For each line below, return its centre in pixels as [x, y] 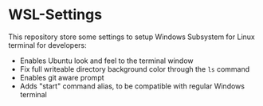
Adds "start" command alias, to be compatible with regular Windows [132, 86]
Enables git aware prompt [62, 77]
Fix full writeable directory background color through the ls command [135, 69]
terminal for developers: [48, 45]
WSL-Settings [55, 15]
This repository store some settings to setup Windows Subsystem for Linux [131, 37]
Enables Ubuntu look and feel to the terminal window [106, 61]
